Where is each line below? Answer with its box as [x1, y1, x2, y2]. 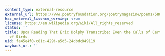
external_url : [5, 12, 34, 17]
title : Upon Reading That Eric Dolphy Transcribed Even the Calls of [5, 30, 151, 35]
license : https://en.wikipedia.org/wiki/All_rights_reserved [5, 20, 133, 26]
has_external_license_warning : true [5, 16, 80, 21]
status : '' [5, 25, 27, 30]
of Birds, [9, 35, 29, 39]
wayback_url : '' [5, 43, 38, 48]
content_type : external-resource [5, 7, 74, 12]
